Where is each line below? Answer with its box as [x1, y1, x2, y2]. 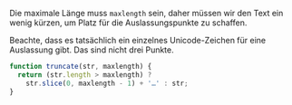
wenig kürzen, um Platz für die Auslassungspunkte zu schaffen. [9, 17, 248, 28]
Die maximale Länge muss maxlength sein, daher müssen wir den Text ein [9, 8, 284, 18]
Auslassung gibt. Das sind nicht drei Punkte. [9, 44, 174, 55]
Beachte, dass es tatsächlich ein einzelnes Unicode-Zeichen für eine [9, 35, 267, 45]
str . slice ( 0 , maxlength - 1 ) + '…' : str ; [25, 79, 189, 88]
